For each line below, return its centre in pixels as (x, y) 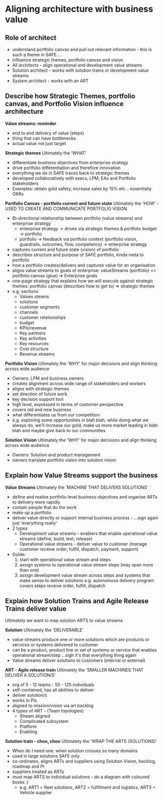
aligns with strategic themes (41, 388)
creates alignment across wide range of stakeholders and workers (79, 383)
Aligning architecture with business (79, 9)
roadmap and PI (28, 767)
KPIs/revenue (33, 327)
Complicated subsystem (44, 721)
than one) (29, 570)
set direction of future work (40, 394)
